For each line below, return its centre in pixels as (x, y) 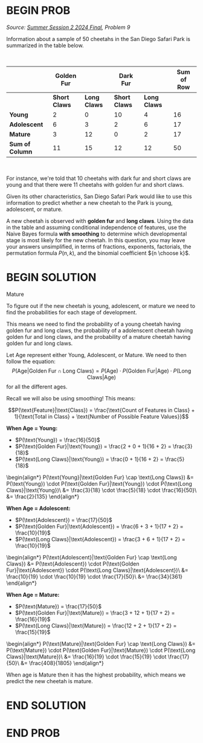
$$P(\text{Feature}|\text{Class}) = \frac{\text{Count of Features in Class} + (101, 410)
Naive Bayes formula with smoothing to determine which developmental (97, 234)
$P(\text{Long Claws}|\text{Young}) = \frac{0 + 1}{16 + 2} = (89, 459)
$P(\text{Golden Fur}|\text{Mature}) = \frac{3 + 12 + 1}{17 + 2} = (95, 613)
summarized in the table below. (45, 45)
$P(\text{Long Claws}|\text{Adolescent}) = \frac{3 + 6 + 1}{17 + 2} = (100, 539)
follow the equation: (31, 361)
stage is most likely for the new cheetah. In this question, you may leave (96, 240)
